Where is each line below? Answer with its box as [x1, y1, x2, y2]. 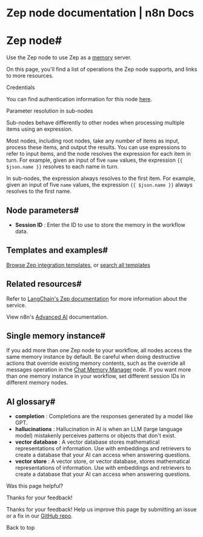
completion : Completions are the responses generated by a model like [15, 413, 193, 420]
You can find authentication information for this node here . [6, 96, 153, 103]
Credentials [6, 84, 35, 91]
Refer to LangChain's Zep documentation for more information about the [6, 295, 187, 302]
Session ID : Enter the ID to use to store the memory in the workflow [15, 221, 186, 228]
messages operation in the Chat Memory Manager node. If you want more [6, 366, 191, 373]
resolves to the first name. [6, 188, 72, 195]
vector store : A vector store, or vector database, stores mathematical [15, 458, 190, 465]
